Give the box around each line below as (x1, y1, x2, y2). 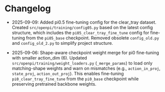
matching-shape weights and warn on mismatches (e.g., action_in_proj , (11, 65, 161, 71)
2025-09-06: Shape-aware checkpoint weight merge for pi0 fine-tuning (11, 50, 159, 56)
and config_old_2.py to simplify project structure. (11, 40, 113, 46)
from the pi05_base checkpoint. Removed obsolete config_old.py (26, 35, 160, 41)
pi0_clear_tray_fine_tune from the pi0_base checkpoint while (11, 76, 139, 82)
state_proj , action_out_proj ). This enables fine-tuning (11, 70, 124, 76)
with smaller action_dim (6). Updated (11, 55, 87, 61)
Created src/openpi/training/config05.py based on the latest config (11, 24, 153, 30)
